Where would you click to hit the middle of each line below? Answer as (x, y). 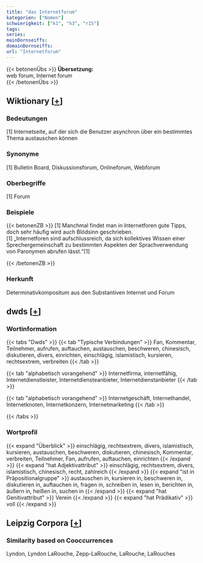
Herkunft (20, 279)
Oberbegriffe (26, 183)
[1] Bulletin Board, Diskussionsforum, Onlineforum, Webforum (83, 167)
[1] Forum (18, 196)
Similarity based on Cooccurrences (60, 540)
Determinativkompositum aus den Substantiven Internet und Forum (91, 292)
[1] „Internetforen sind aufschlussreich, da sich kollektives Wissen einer (96, 238)
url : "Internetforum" (34, 52)
